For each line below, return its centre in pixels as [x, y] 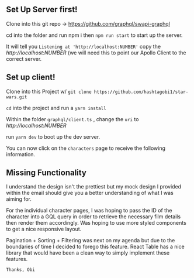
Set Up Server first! [42, 10]
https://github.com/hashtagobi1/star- [141, 92]
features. [17, 259]
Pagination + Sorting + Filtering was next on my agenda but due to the [91, 241]
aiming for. [19, 199]
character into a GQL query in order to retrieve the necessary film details [93, 217]
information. [21, 154]
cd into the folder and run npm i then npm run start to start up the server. [94, 35]
